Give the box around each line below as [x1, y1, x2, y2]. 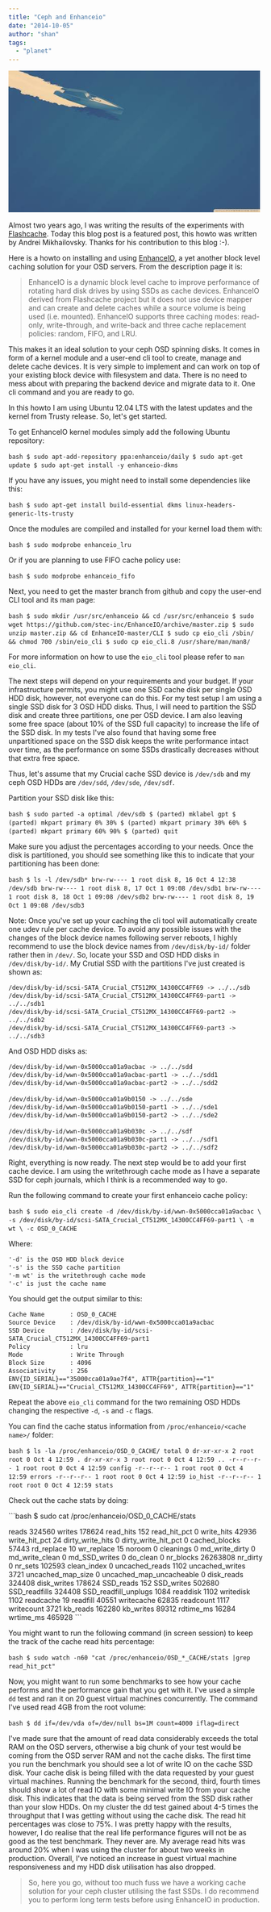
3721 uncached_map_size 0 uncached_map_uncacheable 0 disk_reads [8, 1570, 244, 1580]
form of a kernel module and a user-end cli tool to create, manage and [8, 353, 242, 363]
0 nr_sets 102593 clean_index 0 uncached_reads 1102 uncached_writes [8, 1561, 246, 1571]
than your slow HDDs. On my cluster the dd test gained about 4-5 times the [8, 1802, 259, 1812]
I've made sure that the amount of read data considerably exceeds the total [8, 1734, 259, 1743]
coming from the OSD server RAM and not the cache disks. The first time [8, 1751, 252, 1760]
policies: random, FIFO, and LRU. [27, 329, 137, 339]
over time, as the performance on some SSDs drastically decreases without [8, 745, 260, 754]
